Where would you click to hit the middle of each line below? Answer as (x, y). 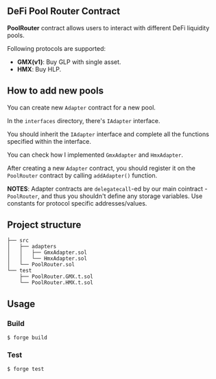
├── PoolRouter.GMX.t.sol (57, 277)
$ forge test (26, 369)
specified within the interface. (49, 141)
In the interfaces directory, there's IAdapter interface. (84, 120)
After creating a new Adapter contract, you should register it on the (101, 168)
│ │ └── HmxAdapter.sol (47, 259)
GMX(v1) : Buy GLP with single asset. (69, 62)
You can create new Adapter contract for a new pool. (82, 107)
